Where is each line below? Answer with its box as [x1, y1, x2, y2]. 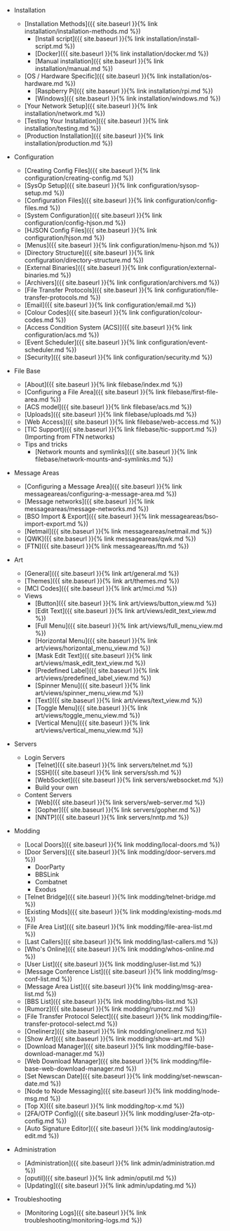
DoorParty [34, 863, 65, 871]
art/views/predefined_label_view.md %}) [34, 674, 152, 682]
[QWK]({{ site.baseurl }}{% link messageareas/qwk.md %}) [24, 534, 196, 543]
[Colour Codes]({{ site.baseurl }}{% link [24, 309, 140, 316]
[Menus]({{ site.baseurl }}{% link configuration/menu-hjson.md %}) [24, 241, 219, 249]
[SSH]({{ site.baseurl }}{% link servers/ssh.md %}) [34, 768, 182, 776]
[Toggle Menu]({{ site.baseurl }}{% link [34, 704, 148, 712]
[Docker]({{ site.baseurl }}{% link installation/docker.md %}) [34, 49, 209, 58]
